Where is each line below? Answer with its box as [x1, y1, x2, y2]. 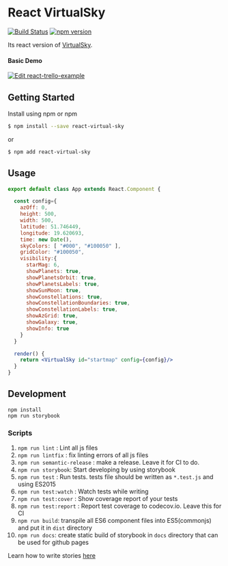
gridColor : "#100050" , [20, 248, 85, 256]
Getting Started [8, 91, 75, 103]
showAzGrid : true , [25, 313, 79, 320]
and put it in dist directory [17, 524, 93, 532]
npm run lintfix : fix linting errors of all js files [17, 451, 149, 459]
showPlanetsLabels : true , [25, 281, 100, 287]
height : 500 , [20, 211, 57, 218]
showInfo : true [25, 325, 70, 332]
